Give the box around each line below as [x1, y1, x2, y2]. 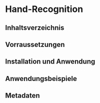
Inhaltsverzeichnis [5, 23, 64, 32]
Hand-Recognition [5, 3, 83, 15]
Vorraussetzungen [5, 40, 65, 48]
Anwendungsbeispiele [5, 74, 77, 83]
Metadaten [5, 91, 40, 100]
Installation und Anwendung [5, 57, 95, 66]
